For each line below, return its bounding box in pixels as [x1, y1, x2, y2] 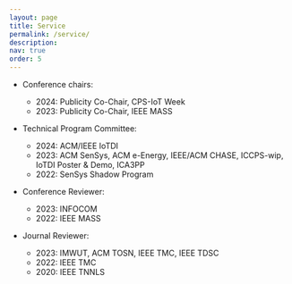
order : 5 [9, 54, 42, 63]
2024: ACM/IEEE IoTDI [35, 140, 119, 151]
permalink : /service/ [9, 29, 90, 38]
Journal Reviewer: [21, 230, 90, 241]
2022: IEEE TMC [35, 257, 97, 268]
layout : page [9, 13, 58, 22]
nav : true [9, 46, 47, 55]
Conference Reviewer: [21, 187, 105, 196]
